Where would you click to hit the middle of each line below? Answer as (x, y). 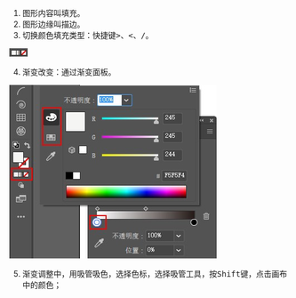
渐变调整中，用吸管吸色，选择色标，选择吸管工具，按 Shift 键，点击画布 (154, 274)
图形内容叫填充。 (53, 13)
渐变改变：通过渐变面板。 (69, 72)
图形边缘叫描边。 (53, 24)
